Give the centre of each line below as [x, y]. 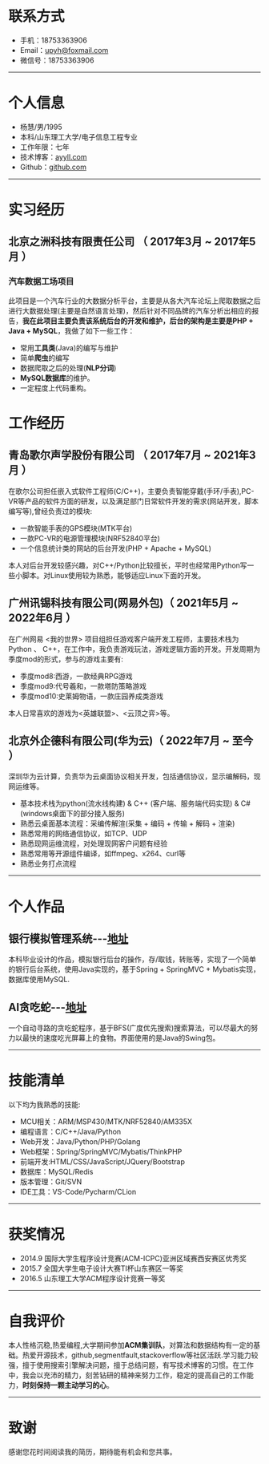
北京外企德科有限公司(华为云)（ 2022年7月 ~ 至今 [131, 740]
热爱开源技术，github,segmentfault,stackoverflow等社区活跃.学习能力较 [140, 1355]
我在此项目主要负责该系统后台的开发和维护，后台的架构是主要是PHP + [138, 321]
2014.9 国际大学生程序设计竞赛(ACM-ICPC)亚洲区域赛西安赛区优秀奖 [133, 1259]
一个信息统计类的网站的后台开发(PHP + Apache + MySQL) [116, 548]
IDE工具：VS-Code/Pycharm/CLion [78, 1192]
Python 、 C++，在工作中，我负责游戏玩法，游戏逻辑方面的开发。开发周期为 [134, 649]
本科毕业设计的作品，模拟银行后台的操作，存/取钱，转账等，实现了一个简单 [132, 960]
